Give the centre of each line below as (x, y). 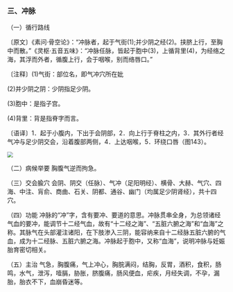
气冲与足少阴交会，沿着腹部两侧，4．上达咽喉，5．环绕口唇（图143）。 (109, 142)
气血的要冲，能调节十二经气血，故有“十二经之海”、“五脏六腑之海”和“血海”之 (115, 224)
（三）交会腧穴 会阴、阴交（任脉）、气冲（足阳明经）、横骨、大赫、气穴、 (111, 183)
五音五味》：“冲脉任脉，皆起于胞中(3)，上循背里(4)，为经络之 (138, 51)
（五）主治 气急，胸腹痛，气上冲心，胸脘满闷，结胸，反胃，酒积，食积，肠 (114, 264)
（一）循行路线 (28, 27)
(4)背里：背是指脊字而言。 (45, 119)
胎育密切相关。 (28, 250)
